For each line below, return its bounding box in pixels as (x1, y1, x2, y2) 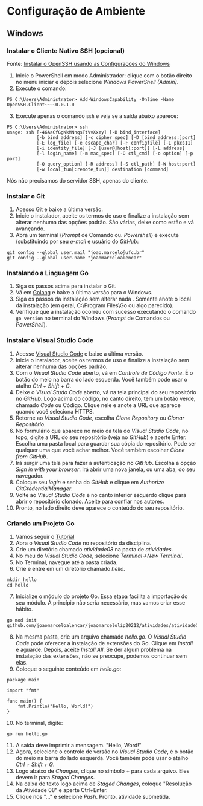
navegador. (15, 472, 44, 479)
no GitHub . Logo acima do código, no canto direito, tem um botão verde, (15, 395, 196, 402)
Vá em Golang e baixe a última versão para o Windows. (15, 289, 153, 296)
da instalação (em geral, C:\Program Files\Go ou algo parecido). (15, 302, 174, 309)
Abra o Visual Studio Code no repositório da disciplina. (15, 539, 152, 547)
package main (7, 677, 40, 683)
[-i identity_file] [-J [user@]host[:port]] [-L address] (36, 145, 186, 151)
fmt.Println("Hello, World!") (17, 703, 94, 710)
